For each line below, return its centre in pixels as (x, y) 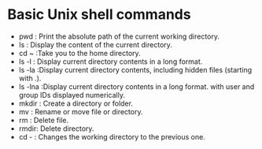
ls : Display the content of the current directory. (95, 44)
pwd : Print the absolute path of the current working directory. (119, 36)
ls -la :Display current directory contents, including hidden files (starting (135, 69)
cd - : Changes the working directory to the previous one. (112, 136)
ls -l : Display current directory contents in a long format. (111, 61)
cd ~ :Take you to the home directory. (79, 53)
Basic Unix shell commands (99, 15)
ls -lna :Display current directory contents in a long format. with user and (137, 86)
